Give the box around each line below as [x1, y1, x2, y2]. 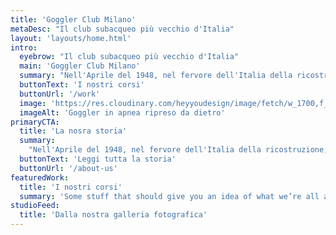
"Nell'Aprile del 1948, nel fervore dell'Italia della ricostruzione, [28, 145, 329, 155]
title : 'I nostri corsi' [19, 182, 123, 192]
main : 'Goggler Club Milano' [19, 61, 141, 71]
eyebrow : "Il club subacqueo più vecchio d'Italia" [19, 52, 240, 62]
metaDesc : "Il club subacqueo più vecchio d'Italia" [10, 24, 235, 34]
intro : [10, 42, 38, 53]
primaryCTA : [10, 117, 60, 127]
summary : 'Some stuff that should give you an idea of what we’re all [19, 191, 320, 201]
